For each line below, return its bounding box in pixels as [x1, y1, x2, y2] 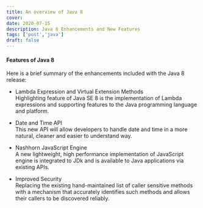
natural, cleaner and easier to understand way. [15, 132, 132, 140]
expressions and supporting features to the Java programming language [15, 101, 198, 109]
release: [6, 76, 27, 84]
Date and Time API [15, 120, 63, 127]
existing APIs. [15, 163, 50, 171]
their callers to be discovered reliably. [15, 195, 110, 202]
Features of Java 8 [6, 56, 55, 63]
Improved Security [15, 175, 62, 183]
